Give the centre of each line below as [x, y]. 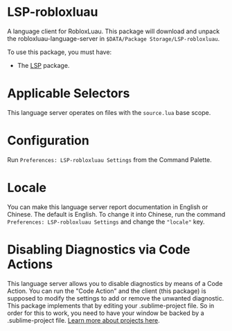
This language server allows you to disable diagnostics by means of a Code [115, 283]
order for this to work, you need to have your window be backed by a [106, 313]
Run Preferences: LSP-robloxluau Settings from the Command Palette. [110, 159]
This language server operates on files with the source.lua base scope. [109, 112]
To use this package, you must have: [60, 52]
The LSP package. [43, 65]
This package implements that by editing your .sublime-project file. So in [111, 305]
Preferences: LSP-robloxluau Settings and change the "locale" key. [106, 222]
